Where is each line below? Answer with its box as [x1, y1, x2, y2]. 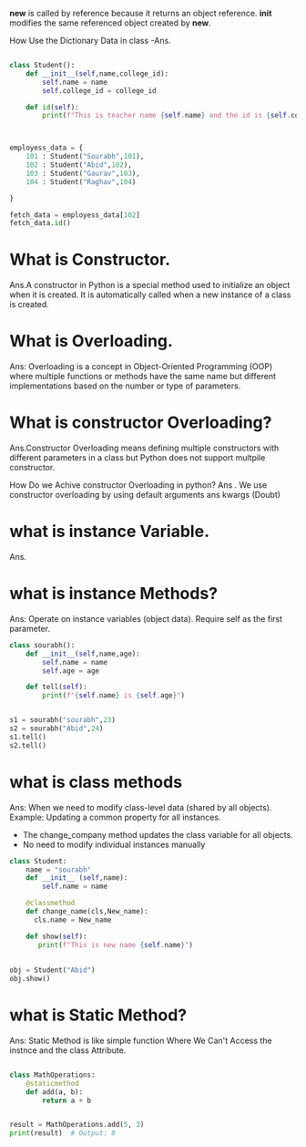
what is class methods [9, 771, 183, 792]
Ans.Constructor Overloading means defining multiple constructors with [9, 442, 280, 454]
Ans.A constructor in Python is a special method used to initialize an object [9, 280, 291, 291]
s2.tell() [9, 740, 47, 750]
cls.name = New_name [33, 915, 112, 925]
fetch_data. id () [9, 219, 71, 228]
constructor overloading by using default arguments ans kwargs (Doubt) [9, 490, 280, 501]
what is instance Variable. [9, 522, 209, 542]
